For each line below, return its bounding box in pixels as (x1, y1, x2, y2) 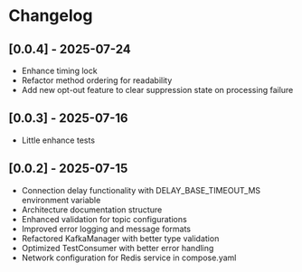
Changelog (8, 5, 93, 26)
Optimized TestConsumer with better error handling (21, 242, 214, 253)
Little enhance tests (21, 135, 96, 145)
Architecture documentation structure (21, 204, 163, 215)
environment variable (21, 194, 101, 205)
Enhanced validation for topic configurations (21, 213, 187, 224)
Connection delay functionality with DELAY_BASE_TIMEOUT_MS (21, 184, 261, 195)
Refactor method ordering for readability (21, 75, 173, 86)
